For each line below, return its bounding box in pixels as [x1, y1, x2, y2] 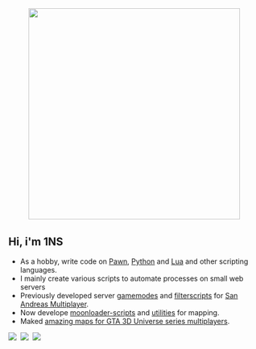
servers [19, 281, 46, 292]
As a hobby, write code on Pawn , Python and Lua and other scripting [19, 257, 249, 266]
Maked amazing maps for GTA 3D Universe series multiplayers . [19, 316, 230, 326]
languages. [19, 265, 58, 274]
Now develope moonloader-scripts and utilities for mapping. [19, 307, 220, 317]
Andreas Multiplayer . [19, 299, 89, 309]
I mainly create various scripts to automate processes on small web [19, 273, 244, 283]
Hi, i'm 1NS [8, 235, 64, 248]
